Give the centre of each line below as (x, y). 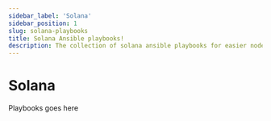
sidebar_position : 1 (43, 23)
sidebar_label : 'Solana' (50, 16)
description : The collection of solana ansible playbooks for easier (128, 46)
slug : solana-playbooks (48, 31)
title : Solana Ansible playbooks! (67, 38)
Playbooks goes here (44, 108)
